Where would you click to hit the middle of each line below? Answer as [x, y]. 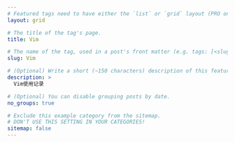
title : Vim [23, 39]
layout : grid [26, 20]
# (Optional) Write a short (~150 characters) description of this [108, 71]
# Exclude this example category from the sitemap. [84, 116]
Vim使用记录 [29, 84]
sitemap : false [29, 129]
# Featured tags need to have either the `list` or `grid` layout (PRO [114, 14]
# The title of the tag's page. [54, 33]
